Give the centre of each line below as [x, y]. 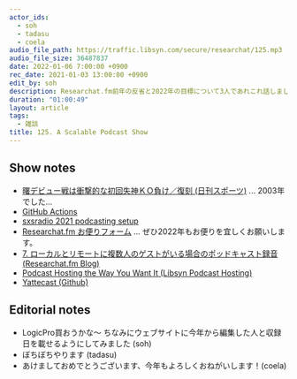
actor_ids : [29, 17]
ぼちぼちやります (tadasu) [69, 354]
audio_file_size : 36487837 [59, 58]
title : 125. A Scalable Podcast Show [79, 133]
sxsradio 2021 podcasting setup [80, 221]
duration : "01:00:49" [49, 99]
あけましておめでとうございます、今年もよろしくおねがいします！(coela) [154, 365]
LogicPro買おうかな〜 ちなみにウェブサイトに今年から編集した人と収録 [152, 332]
